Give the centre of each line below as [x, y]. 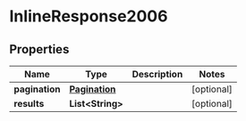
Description [157, 74]
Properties [39, 49]
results [29, 104]
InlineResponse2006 [89, 16]
